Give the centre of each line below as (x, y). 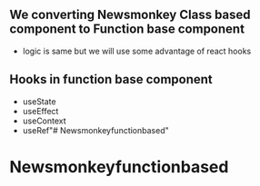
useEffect (40, 111)
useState (39, 101)
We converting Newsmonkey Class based (130, 15)
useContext (44, 121)
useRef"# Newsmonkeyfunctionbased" (96, 130)
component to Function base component (127, 29)
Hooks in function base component (111, 79)
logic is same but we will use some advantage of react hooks (137, 51)
